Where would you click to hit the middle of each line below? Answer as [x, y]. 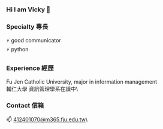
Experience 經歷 [30, 68]
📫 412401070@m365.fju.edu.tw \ [47, 119]
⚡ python [17, 50]
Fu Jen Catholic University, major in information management [82, 82]
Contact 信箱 [25, 106]
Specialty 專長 [27, 26]
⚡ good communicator [34, 41]
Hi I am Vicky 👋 [28, 10]
